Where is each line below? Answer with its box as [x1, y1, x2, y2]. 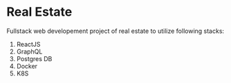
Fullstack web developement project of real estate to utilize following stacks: [6, 27, 225, 35]
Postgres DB [16, 54, 53, 62]
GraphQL [16, 47, 43, 56]
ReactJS [16, 40, 41, 48]
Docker [16, 62, 38, 70]
